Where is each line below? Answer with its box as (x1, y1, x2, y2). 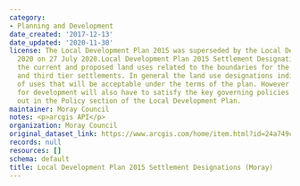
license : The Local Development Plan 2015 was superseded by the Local (9, 46, 281, 55)
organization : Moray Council (9, 122, 118, 131)
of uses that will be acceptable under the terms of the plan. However (17, 80, 290, 89)
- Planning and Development (9, 21, 114, 30)
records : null (9, 138, 62, 147)
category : (9, 13, 46, 22)
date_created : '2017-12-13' (9, 30, 114, 38)
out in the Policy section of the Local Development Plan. (17, 96, 242, 106)
